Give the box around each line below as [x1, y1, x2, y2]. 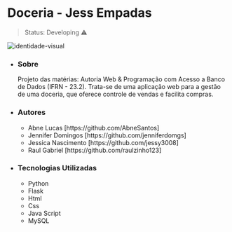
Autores [17, 107, 46, 117]
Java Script [27, 209, 61, 217]
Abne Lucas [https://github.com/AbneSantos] [27, 123, 160, 132]
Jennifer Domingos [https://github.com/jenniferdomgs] [27, 131, 187, 139]
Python [27, 179, 49, 187]
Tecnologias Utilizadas [17, 163, 97, 173]
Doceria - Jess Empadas [7, 5, 152, 21]
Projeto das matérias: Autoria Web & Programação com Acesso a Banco [17, 75, 226, 83]
